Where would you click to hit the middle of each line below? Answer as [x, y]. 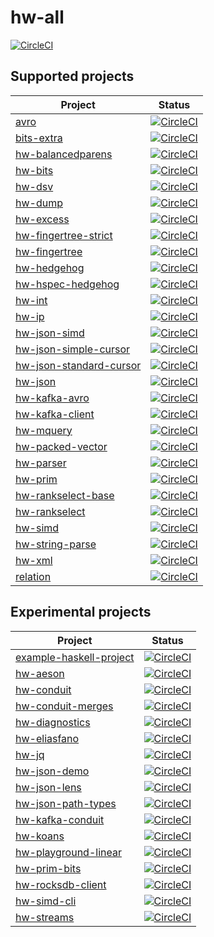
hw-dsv [34, 186]
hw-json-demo [52, 771]
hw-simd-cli [46, 901]
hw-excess [42, 219]
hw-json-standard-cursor [78, 365]
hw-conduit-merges [64, 706]
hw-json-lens [48, 787]
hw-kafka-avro [52, 398]
